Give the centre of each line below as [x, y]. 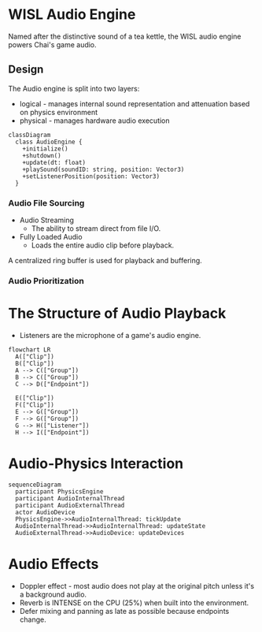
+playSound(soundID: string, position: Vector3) [103, 169]
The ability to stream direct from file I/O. [96, 229]
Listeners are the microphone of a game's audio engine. [110, 335]
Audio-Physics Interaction [96, 464]
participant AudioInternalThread [70, 498]
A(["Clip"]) [35, 356]
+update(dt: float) [54, 162]
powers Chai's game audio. [52, 44]
